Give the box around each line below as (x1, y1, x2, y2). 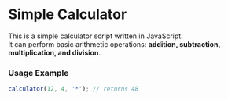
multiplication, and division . (8, 48, 101, 57)
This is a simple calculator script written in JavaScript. (8, 31, 183, 41)
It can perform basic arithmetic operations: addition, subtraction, (8, 39, 221, 48)
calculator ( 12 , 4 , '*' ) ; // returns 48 (8, 85, 139, 93)
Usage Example (8, 67, 69, 78)
